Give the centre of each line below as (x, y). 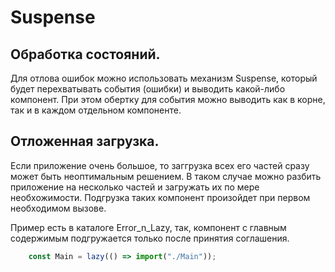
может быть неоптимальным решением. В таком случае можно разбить (166, 176)
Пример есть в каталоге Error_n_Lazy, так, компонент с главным (148, 227)
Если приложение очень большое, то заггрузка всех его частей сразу (160, 165)
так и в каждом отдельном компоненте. (96, 110)
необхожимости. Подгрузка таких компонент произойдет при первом (160, 197)
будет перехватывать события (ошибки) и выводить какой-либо (148, 89)
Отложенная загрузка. (85, 141)
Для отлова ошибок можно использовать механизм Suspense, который (164, 78)
